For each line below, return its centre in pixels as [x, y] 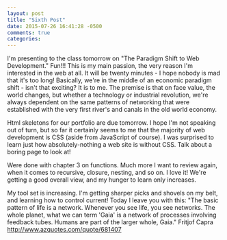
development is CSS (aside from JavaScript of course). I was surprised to [110, 137]
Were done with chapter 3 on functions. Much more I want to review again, [112, 165]
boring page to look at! [39, 152]
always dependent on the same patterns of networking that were [98, 102]
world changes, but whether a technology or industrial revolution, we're [108, 95]
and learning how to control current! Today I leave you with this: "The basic [113, 200]
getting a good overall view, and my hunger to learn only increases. [102, 180]
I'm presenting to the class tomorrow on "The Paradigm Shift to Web [103, 58]
